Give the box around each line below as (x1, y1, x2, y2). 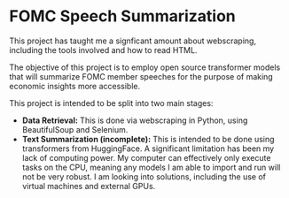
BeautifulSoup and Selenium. (21, 124, 129, 134)
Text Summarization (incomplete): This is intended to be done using (21, 133, 275, 144)
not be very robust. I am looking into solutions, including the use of (21, 171, 267, 182)
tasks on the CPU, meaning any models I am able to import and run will (21, 162, 281, 172)
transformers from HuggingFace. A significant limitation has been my (21, 143, 275, 154)
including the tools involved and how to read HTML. (9, 44, 198, 55)
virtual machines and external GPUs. (21, 180, 156, 191)
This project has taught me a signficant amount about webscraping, (9, 35, 257, 46)
